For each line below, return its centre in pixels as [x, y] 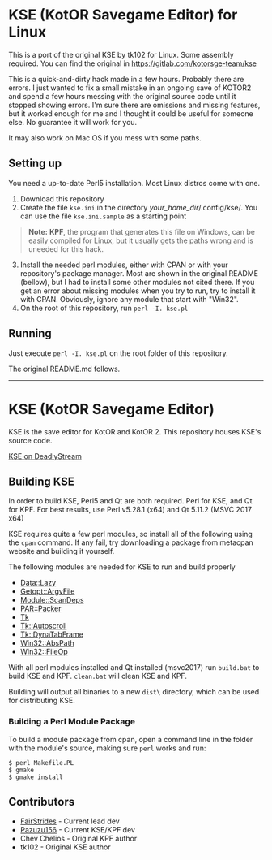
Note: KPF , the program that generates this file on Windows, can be [141, 231]
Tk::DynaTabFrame [51, 634]
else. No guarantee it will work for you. [73, 122]
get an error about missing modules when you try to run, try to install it [138, 291]
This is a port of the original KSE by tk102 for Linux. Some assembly [121, 54]
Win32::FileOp [44, 652]
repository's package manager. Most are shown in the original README [139, 273]
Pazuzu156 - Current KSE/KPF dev [78, 830]
